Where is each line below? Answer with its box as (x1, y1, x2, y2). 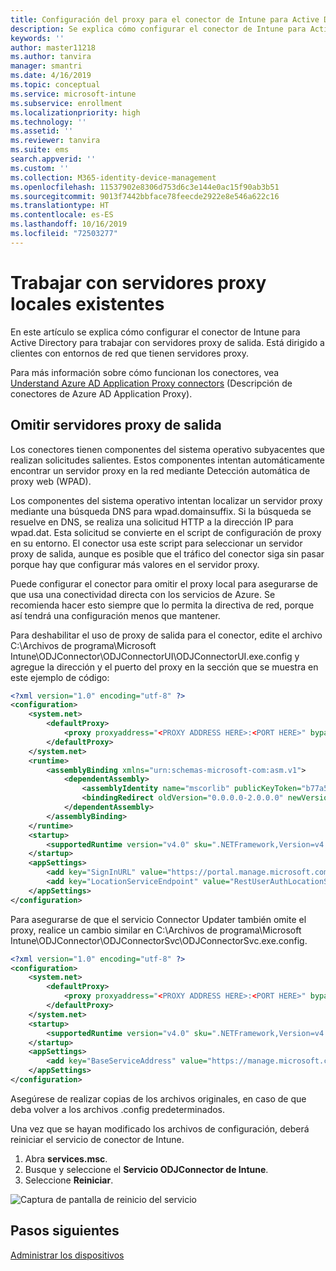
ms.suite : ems (10, 145, 70, 155)
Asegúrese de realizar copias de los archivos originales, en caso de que (10, 1092, 307, 1105)
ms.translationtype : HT (10, 201, 110, 211)
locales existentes (10, 292, 165, 315)
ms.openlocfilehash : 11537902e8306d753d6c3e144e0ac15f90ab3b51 (10, 182, 280, 192)
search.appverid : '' (10, 154, 97, 164)
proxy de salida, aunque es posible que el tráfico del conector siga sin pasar (10, 547, 325, 560)
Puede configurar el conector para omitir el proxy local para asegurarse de (10, 577, 319, 590)
